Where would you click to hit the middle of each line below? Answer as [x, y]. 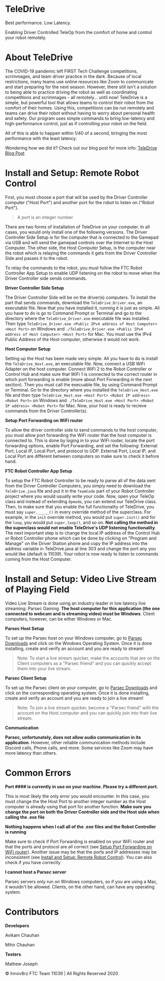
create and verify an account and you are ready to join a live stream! [74, 698]
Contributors [32, 912]
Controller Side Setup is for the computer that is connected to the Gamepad [82, 237]
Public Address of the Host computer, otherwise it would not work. [73, 339]
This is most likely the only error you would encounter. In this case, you [77, 796]
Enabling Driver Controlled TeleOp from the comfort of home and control [79, 32]
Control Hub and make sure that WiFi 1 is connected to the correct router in [81, 374]
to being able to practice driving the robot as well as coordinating [71, 92]
